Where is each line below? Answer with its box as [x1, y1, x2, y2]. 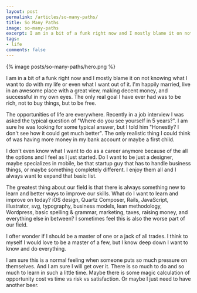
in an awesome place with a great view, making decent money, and [6, 86, 168, 94]
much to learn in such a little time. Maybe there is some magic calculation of [6, 269, 190, 276]
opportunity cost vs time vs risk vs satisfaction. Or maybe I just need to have [6, 275, 191, 282]
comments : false [6, 47, 46, 53]
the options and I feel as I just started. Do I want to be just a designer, [6, 154, 174, 161]
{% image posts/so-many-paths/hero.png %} [6, 63, 116, 70]
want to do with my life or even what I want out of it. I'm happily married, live [6, 81, 191, 88]
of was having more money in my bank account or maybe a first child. [6, 136, 175, 143]
